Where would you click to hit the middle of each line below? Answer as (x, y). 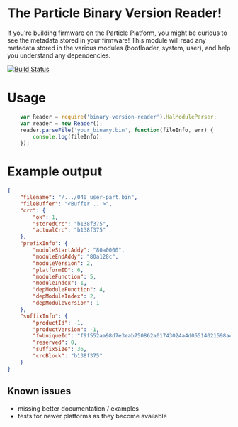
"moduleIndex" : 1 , (60, 283)
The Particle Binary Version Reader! (114, 13)
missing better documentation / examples (78, 408)
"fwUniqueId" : (53, 336)
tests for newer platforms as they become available (92, 416)
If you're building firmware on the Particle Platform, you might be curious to (118, 33)
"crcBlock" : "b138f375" (68, 356)
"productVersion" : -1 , (66, 329)
